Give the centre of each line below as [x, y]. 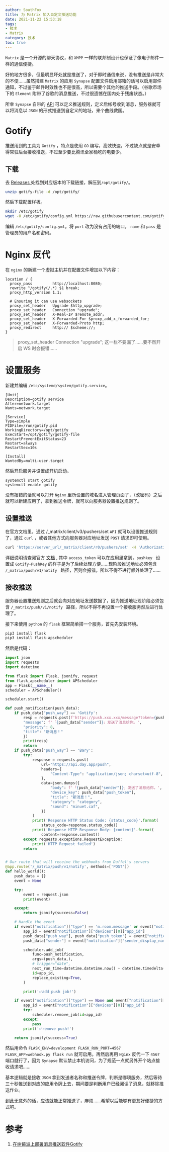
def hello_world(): [26, 871]
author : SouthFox [23, 10]
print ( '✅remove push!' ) [49, 1029]
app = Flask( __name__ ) [29, 685]
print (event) [37, 899]
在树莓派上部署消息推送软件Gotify [48, 1144]
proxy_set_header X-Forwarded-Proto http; [57, 323]
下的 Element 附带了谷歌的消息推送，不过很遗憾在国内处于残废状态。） [77, 93]
